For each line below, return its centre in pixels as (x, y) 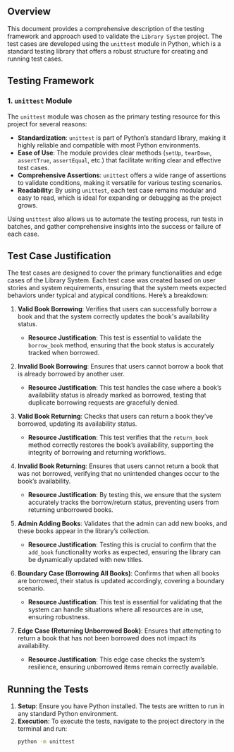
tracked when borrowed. (64, 353)
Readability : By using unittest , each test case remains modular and (117, 190)
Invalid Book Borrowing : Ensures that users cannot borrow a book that (120, 366)
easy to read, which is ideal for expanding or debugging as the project (119, 198)
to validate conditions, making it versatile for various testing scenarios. (120, 182)
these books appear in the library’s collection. (84, 531)
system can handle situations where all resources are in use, (116, 609)
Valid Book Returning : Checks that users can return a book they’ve (115, 417)
